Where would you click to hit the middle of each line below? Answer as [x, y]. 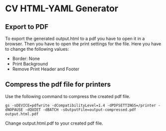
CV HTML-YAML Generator [62, 9]
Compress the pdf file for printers [58, 84]
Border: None [26, 59]
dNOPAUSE [14, 110]
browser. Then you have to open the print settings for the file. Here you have [83, 44]
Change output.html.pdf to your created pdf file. [54, 123]
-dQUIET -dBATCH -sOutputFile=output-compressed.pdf [81, 110]
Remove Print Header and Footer [46, 69]
